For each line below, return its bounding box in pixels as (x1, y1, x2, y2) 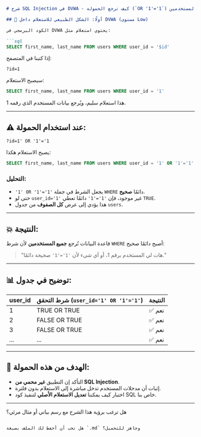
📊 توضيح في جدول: (6, 275, 72, 285)
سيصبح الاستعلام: (6, 77, 44, 84)
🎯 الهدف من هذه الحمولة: (6, 362, 90, 372)
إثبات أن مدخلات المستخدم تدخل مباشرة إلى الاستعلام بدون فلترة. (14, 384, 162, 391)
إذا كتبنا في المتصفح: (6, 55, 52, 62)
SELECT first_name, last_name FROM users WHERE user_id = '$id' (6, 44, 170, 50)
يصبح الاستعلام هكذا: (6, 149, 51, 156)
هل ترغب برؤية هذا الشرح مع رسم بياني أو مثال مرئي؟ (6, 408, 127, 415)
